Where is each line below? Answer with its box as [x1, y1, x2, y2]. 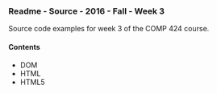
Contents [8, 42, 40, 51]
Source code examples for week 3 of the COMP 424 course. [8, 24, 210, 34]
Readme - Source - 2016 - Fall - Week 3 [8, 6, 165, 17]
